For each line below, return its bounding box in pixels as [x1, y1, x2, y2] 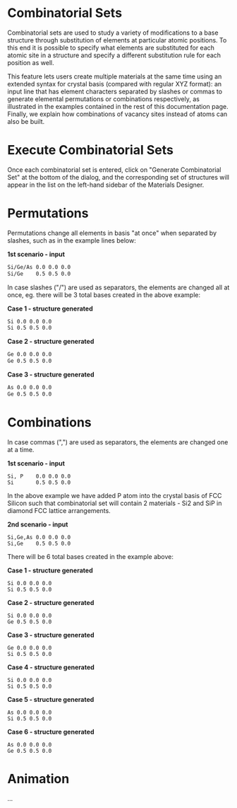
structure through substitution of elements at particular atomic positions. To [7, 35, 227, 44]
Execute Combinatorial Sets [7, 142, 174, 158]
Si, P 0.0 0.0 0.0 [7, 473, 71, 480]
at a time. [7, 445, 35, 454]
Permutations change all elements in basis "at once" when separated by [7, 229, 217, 237]
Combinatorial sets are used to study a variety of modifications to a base [7, 28, 219, 37]
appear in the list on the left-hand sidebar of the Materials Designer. [7, 180, 205, 189]
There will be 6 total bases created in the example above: [7, 552, 174, 560]
